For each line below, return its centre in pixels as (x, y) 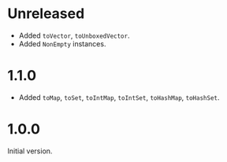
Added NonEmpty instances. (62, 43)
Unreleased (46, 14)
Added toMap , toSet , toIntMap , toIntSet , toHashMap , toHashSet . (119, 97)
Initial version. (30, 151)
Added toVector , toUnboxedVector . (74, 35)
